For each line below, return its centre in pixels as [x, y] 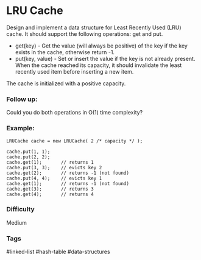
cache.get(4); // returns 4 [50, 194]
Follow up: [22, 99]
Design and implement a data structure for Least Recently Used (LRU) [94, 27]
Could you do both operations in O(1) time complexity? [75, 113]
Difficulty [20, 209]
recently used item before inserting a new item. [74, 71]
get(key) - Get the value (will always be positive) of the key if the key [101, 46]
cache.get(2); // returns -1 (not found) [68, 173]
